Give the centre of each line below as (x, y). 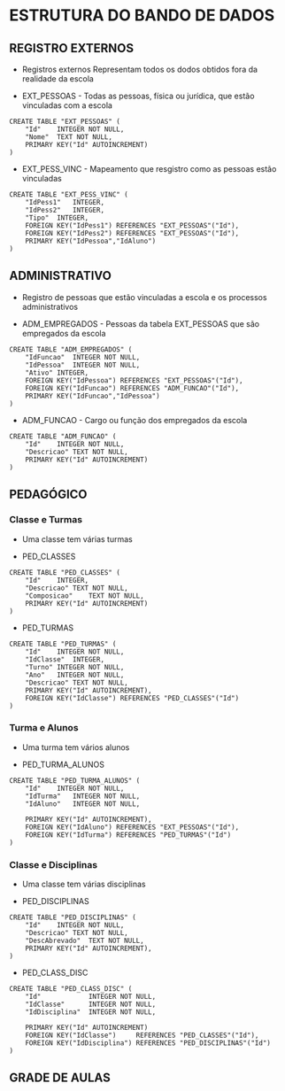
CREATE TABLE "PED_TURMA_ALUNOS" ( (75, 780)
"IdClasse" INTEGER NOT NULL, (91, 1005)
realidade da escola (58, 79)
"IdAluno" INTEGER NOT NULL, (83, 804)
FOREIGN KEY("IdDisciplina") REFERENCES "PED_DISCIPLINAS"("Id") (148, 1043)
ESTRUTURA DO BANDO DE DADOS (142, 15)
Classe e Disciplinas (54, 864)
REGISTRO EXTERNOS (72, 48)
